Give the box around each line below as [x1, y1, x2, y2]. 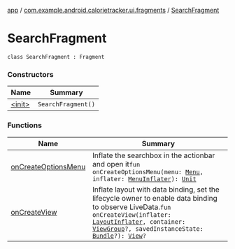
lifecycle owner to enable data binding [92, 193, 218, 203]
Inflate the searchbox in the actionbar [92, 150, 215, 160]
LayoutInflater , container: [92, 218, 186, 226]
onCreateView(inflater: [92, 211, 171, 219]
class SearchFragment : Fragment [7, 53, 105, 60]
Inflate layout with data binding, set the [92, 185, 220, 194]
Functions [7, 120, 42, 130]
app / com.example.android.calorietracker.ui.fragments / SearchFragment [7, 6, 220, 14]
